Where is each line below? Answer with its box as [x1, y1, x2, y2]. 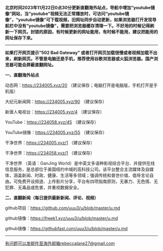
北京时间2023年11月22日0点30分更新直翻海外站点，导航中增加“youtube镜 [5, 5, 155, 10]
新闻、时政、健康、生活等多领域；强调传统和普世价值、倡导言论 [21, 173, 149, 178]
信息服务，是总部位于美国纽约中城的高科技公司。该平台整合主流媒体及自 [5, 166, 149, 172]
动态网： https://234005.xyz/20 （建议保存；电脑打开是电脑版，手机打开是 [5, 82, 154, 88]
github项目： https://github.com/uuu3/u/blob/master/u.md [5, 205, 120, 211]
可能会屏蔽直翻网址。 [13, 62, 56, 67]
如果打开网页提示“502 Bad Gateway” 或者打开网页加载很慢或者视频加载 [5, 50, 149, 55]
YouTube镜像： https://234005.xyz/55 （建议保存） [5, 130, 107, 135]
